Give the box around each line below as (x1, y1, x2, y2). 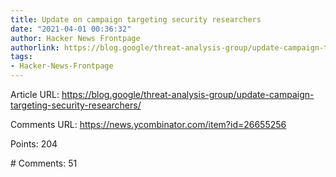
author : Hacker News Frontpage (10, 33, 141, 43)
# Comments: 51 (10, 157, 78, 169)
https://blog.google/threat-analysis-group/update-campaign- (61, 89, 315, 100)
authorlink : (10, 42, 60, 53)
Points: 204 (10, 138, 58, 150)
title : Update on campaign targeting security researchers (10, 14, 262, 25)
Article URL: (10, 89, 60, 100)
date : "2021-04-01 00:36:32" (10, 24, 132, 34)
